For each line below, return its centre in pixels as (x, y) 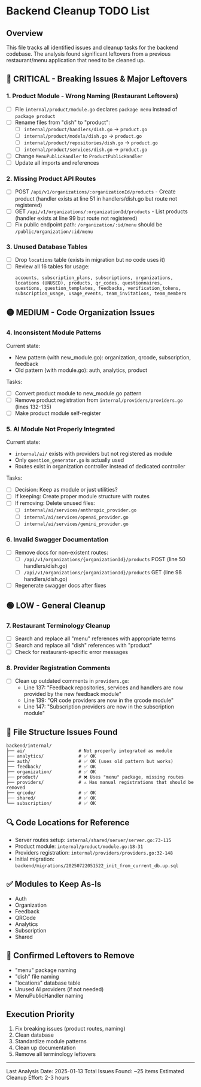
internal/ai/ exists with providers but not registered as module (93, 454)
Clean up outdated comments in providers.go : (72, 681)
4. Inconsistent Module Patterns (54, 332)
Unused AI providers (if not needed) (59, 989)
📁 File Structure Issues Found (62, 732)
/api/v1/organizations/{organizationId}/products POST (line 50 (104, 559)
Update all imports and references (57, 163)
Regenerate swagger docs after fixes (60, 586)
